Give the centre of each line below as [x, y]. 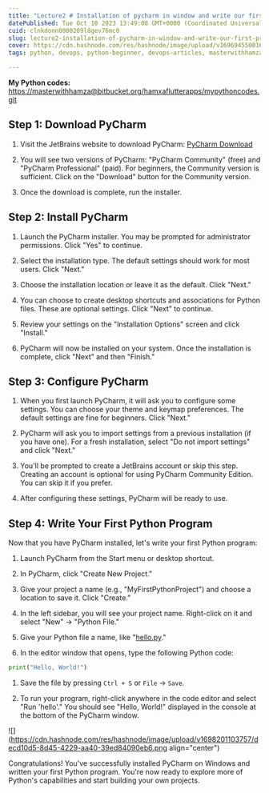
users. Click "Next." [52, 269]
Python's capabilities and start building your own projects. [104, 780]
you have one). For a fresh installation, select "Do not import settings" [135, 442]
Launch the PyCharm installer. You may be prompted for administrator [135, 236]
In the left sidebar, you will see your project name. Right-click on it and [136, 614]
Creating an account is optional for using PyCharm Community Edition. [137, 475]
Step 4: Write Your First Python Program [110, 524]
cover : [19, 46]
